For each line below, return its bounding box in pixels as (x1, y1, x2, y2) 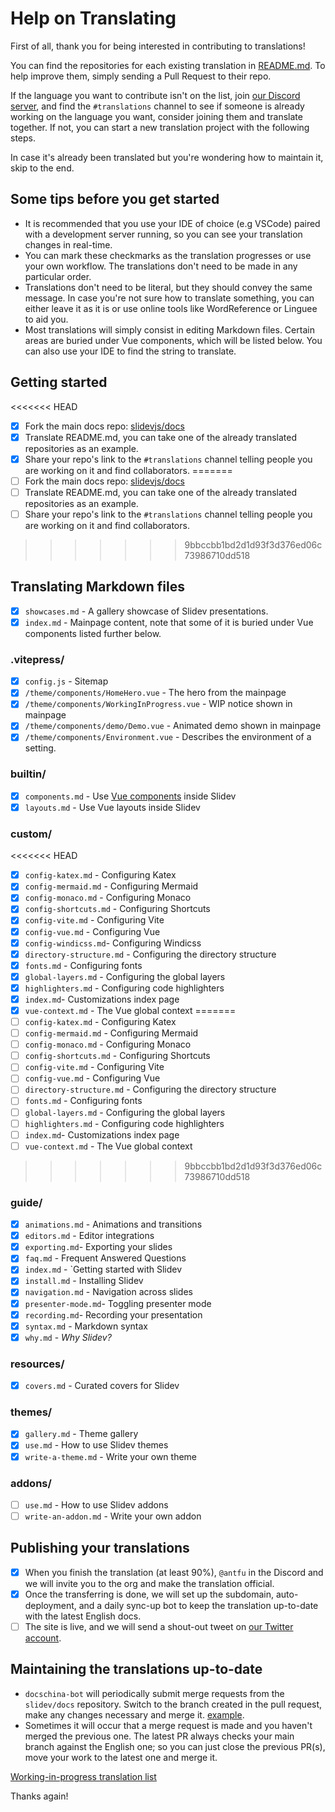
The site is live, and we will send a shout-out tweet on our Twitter (24, 1620, 294, 1632)
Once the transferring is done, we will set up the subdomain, (24, 1588, 275, 1600)
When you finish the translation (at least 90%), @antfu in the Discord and (24, 1566, 324, 1578)
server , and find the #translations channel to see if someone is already (10, 100, 305, 112)
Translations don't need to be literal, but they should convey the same (24, 281, 313, 293)
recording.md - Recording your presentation (24, 1308, 203, 1321)
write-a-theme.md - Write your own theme (24, 1450, 198, 1462)
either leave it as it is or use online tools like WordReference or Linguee (24, 302, 318, 314)
